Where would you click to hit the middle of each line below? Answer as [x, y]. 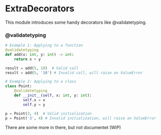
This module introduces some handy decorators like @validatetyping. [76, 22]
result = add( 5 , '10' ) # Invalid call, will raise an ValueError [74, 73]
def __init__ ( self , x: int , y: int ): [53, 95]
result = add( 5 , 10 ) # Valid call [42, 68]
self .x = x [34, 100]
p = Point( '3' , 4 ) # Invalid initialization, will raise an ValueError [80, 118]
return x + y [27, 59]
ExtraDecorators [40, 9]
